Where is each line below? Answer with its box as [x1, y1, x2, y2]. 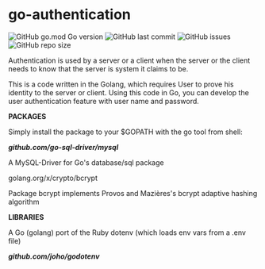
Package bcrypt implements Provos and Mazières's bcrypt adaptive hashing [8, 188, 258, 198]
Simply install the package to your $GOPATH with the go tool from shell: [8, 127, 244, 136]
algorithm [8, 197, 40, 206]
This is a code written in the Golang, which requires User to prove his [8, 79, 234, 89]
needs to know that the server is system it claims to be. [8, 63, 189, 73]
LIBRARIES [8, 212, 44, 221]
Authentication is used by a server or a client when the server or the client [8, 56, 251, 65]
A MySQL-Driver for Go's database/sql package [8, 157, 164, 167]
